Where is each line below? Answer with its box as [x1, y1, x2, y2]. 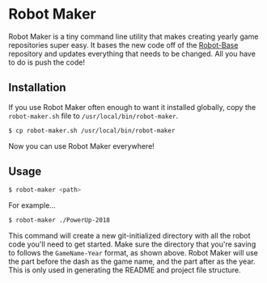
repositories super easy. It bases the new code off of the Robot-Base [8, 40, 239, 49]
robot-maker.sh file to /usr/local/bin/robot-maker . [8, 111, 179, 120]
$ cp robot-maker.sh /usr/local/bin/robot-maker [8, 126, 176, 134]
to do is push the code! [8, 57, 85, 67]
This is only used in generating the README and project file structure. [8, 265, 241, 275]
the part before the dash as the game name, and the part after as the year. [8, 256, 256, 267]
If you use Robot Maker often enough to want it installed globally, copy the [8, 102, 256, 112]
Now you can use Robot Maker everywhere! [8, 141, 155, 150]
